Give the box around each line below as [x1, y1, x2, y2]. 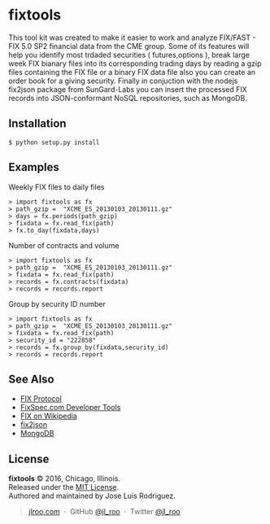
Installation [8, 116, 67, 131]
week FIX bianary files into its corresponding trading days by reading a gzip [8, 59, 262, 68]
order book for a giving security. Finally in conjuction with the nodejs [8, 76, 238, 85]
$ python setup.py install [8, 138, 100, 146]
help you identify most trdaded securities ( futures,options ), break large [8, 50, 250, 59]
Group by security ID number [8, 299, 106, 308]
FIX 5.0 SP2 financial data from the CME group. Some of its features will [8, 41, 250, 50]
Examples [8, 160, 59, 174]
